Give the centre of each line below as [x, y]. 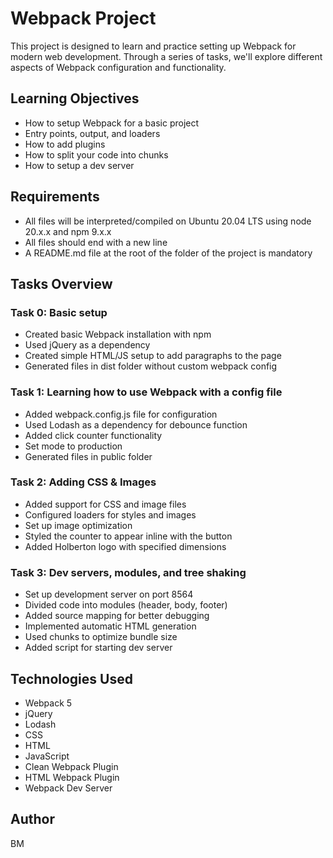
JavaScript [47, 756]
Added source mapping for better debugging [117, 616]
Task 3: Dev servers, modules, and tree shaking [128, 572]
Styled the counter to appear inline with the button [128, 536]
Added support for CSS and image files [105, 504]
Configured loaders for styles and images [110, 514]
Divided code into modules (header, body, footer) [126, 605]
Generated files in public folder [88, 456]
